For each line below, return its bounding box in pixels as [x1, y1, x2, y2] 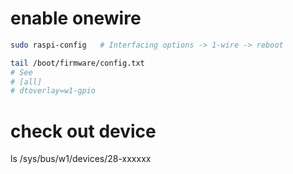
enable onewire [10, 7, 142, 30]
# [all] [10, 77, 43, 87]
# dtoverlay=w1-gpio [10, 86, 97, 96]
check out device [10, 120, 157, 142]
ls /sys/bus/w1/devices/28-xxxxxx [10, 153, 152, 165]
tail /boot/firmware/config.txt [10, 58, 145, 68]
